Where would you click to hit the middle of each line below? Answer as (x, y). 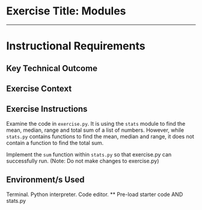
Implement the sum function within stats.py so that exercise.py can (89, 154)
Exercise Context (39, 88)
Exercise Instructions (47, 109)
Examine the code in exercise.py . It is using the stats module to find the (96, 123)
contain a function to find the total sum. (55, 143)
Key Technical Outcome (52, 68)
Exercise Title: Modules (66, 11)
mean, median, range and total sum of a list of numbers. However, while (95, 130)
